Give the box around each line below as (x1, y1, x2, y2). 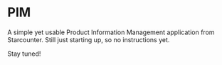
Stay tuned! (7, 49, 41, 58)
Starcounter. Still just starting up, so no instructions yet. (7, 35, 170, 44)
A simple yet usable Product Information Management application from (7, 28, 215, 36)
